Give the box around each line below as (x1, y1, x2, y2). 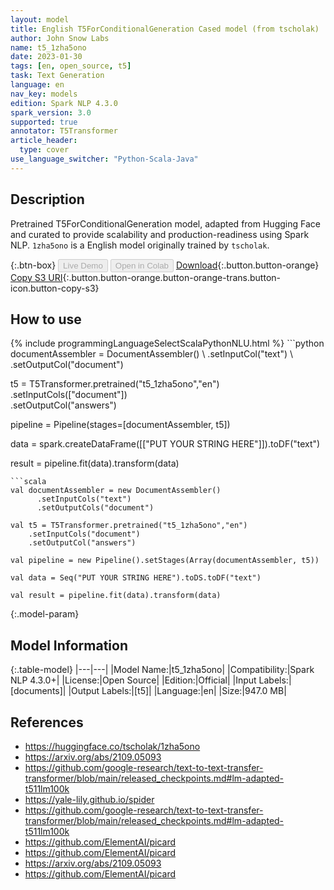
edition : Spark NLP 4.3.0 (10, 98, 118, 108)
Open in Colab (114, 260, 169, 271)
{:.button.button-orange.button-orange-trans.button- (62, 271, 282, 283)
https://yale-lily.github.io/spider (24, 794, 155, 805)
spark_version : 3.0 (10, 107, 92, 118)
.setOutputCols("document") (36, 503, 155, 513)
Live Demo (63, 260, 103, 271)
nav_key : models (10, 89, 78, 99)
